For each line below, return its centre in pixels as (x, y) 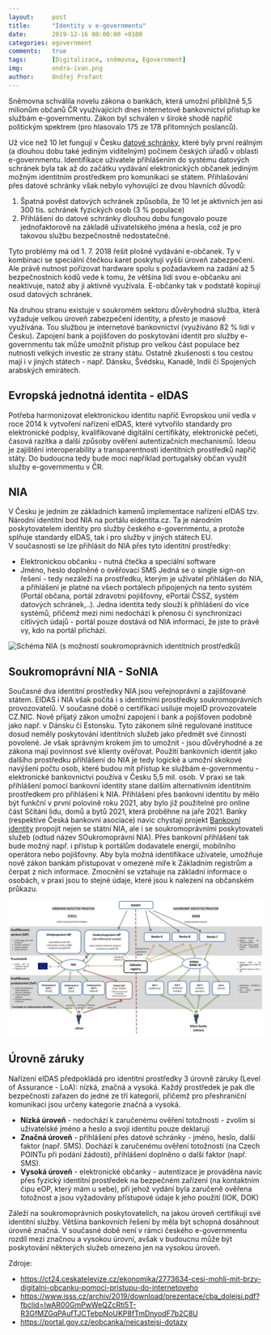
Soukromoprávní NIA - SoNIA (84, 672)
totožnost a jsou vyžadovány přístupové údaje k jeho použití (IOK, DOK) (139, 1197)
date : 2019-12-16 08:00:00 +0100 (76, 34)
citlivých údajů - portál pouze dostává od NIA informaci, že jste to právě (140, 622)
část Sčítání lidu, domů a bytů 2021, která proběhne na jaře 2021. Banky (128, 812)
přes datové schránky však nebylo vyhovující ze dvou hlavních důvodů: (127, 185)
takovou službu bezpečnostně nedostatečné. (95, 236)
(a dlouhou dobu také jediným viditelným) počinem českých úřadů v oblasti (133, 151)
